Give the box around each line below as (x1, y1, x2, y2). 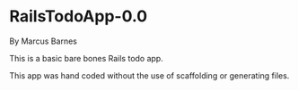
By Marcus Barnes (9, 36, 78, 46)
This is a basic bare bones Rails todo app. (9, 53, 163, 63)
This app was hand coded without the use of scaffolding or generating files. (9, 70, 290, 81)
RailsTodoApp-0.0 (9, 6, 148, 27)
